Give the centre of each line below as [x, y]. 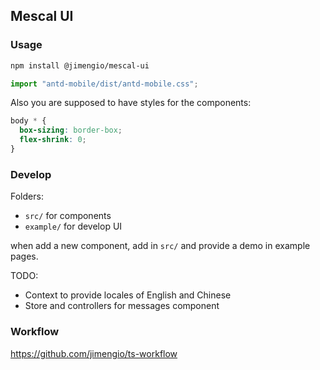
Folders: [27, 196]
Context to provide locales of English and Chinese [128, 295]
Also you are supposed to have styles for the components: [131, 103]
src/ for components [68, 216]
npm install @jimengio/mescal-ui [80, 65]
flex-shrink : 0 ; [53, 140]
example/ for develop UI [73, 226]
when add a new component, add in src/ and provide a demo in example [160, 246]
